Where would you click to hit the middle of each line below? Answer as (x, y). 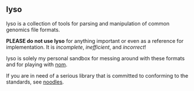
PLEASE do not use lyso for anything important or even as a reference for (95, 41)
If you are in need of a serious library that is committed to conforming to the (97, 75)
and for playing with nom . (37, 64)
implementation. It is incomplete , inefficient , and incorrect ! (76, 47)
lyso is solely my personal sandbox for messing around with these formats (96, 58)
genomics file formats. (33, 30)
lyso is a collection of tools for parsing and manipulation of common (88, 23)
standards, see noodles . (35, 82)
